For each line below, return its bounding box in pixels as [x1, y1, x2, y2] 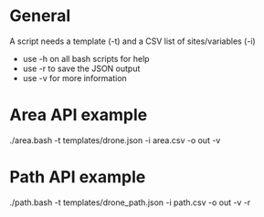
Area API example [9, 105, 148, 126]
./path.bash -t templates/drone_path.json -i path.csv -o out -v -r [9, 197, 251, 208]
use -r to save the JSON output [22, 63, 141, 74]
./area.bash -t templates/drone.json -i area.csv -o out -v [9, 134, 221, 146]
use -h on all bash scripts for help [22, 53, 150, 64]
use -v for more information [22, 72, 128, 83]
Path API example [9, 167, 146, 188]
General [9, 5, 71, 26]
